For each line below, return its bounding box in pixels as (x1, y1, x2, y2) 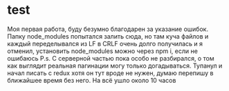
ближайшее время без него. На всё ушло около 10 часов (7, 76, 176, 84)
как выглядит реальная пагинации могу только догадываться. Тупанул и (7, 61, 223, 70)
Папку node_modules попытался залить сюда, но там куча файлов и (7, 32, 209, 40)
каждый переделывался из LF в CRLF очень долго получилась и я (7, 39, 203, 48)
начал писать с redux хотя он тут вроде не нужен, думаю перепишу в (7, 68, 214, 77)
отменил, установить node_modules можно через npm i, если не (7, 47, 199, 55)
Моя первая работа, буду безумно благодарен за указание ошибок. (7, 25, 209, 33)
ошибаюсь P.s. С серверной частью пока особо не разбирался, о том (7, 54, 214, 62)
